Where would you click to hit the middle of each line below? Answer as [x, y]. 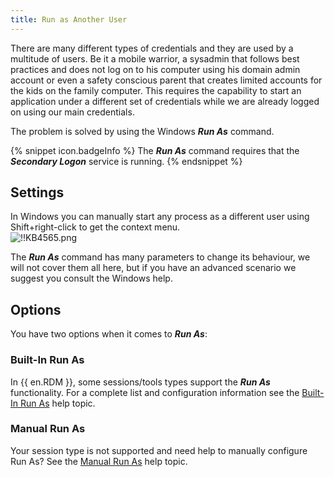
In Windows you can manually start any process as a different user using [160, 217]
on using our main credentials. [72, 112]
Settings [37, 192]
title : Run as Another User [69, 19]
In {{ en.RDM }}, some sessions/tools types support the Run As [140, 382]
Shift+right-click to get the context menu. [95, 227]
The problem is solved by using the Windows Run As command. [142, 131]
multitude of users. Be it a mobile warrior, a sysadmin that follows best [155, 58]
